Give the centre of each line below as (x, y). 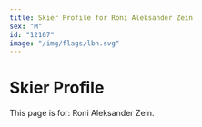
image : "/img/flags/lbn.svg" (65, 43)
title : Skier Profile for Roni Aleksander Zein (101, 18)
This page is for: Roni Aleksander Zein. (82, 113)
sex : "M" (26, 26)
